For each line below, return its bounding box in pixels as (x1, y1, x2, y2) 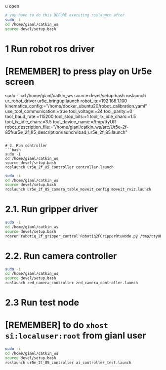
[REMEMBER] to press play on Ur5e (5, 66, 152, 77)
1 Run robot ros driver (5, 43, 95, 54)
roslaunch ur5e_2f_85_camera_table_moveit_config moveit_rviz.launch (5, 187, 152, 192)
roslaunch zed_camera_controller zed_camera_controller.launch (5, 280, 138, 286)
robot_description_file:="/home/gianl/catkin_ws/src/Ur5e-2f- (5, 124, 129, 130)
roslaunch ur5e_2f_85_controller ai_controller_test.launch (5, 360, 132, 365)
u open (5, 3, 20, 9)
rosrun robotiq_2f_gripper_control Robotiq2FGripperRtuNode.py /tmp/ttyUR (5, 233, 163, 239)
